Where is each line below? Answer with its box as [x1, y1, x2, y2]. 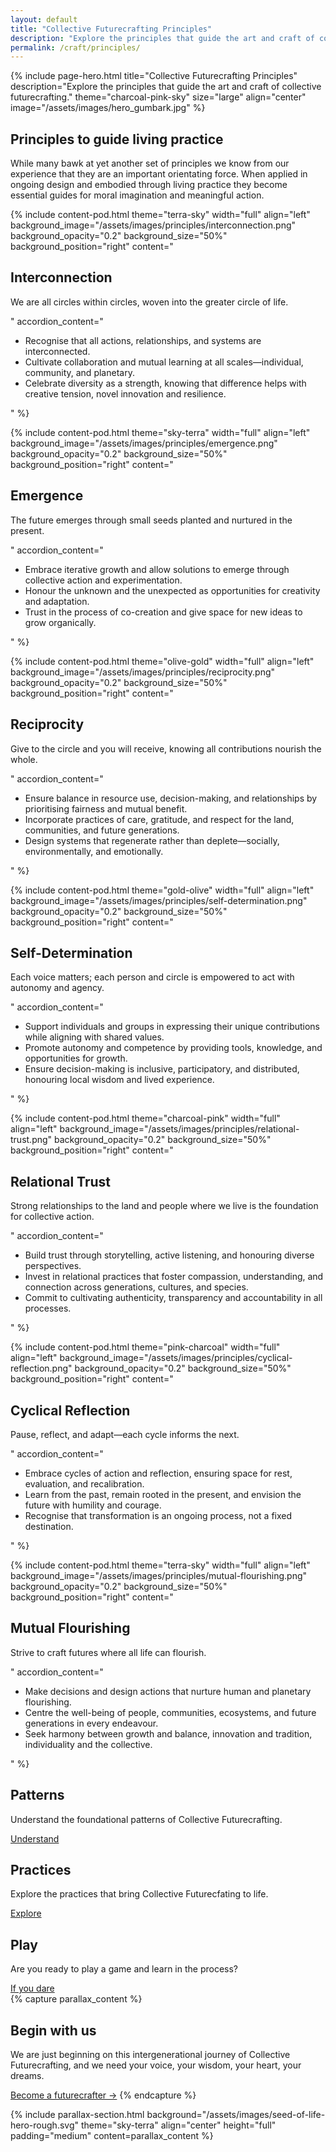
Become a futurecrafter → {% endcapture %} [10, 2089, 197, 2101]
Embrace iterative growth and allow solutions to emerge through [24, 563, 290, 575]
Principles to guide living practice [10, 131, 224, 148]
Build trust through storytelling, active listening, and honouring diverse [24, 1249, 315, 1261]
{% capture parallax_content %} [10, 1993, 143, 2005]
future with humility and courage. [24, 1499, 162, 1511]
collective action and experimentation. [24, 574, 183, 586]
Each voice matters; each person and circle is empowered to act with [10, 971, 295, 983]
